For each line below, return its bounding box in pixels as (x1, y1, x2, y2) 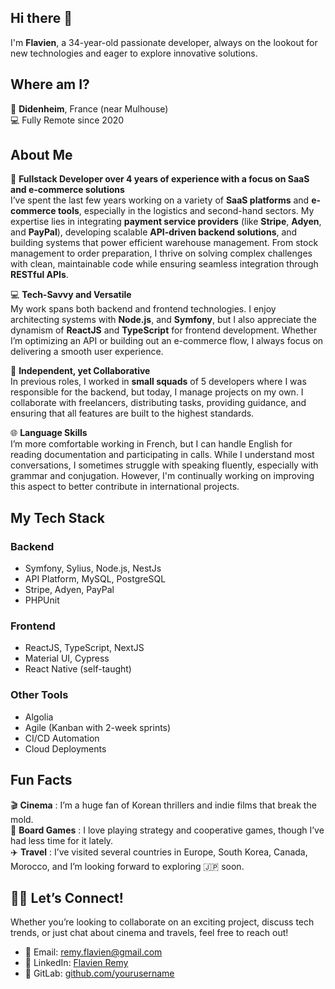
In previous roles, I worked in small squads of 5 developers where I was (10, 376, 307, 388)
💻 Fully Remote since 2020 (10, 114, 125, 126)
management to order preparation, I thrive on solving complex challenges (10, 247, 313, 260)
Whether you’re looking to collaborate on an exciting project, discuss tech (10, 916, 315, 928)
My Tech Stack (10, 509, 105, 526)
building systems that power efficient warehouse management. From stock (10, 237, 319, 249)
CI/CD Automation (24, 732, 100, 744)
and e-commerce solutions (10, 184, 125, 196)
